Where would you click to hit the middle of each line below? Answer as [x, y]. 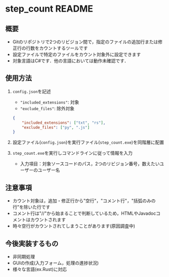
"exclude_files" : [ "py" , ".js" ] [56, 127]
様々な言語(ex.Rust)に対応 [40, 269]
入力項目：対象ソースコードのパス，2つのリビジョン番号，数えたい [90, 164]
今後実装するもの [32, 243]
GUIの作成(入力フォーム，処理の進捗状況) [56, 263]
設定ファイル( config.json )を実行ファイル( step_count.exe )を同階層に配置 [88, 143]
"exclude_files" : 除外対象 [47, 108]
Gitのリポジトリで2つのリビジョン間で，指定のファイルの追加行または [85, 42]
